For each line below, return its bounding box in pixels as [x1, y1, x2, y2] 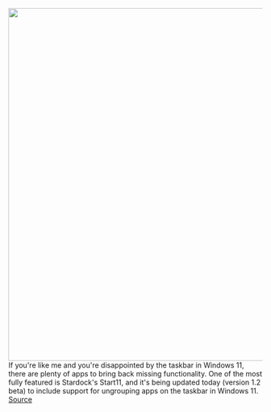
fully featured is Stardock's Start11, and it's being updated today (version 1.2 [8, 377, 261, 387]
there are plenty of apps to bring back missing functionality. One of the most [8, 369, 263, 378]
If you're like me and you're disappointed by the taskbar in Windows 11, [8, 360, 244, 370]
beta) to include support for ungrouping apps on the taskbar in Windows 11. [8, 386, 259, 395]
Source [8, 395, 32, 404]
